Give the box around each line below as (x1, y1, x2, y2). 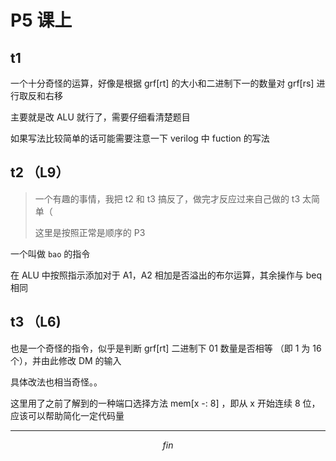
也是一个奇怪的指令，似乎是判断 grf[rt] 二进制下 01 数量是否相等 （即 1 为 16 (10, 342, 322, 354)
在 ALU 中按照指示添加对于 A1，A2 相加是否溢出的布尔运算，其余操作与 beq (10, 269, 323, 281)
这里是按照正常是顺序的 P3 (34, 226, 146, 238)
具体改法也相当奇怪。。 (10, 376, 103, 388)
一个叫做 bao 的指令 (10, 247, 91, 260)
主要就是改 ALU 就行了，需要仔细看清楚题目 (10, 111, 191, 123)
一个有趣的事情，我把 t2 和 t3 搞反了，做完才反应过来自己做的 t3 (34, 192, 301, 205)
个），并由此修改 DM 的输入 (10, 354, 122, 366)
